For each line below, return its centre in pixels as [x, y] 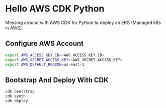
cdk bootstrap [20, 91]
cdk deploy [17, 100]
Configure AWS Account [45, 44]
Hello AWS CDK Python [55, 9]
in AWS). [14, 27]
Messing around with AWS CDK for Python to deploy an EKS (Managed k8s [83, 22]
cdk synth [16, 96]
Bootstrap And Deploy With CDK [57, 80]
